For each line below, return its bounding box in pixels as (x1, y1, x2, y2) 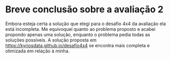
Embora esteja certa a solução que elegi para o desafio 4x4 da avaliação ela (5, 21, 166, 27)
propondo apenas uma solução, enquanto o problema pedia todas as (5, 31, 151, 37)
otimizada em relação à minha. (5, 48, 70, 54)
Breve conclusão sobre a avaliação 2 (5, 4, 164, 15)
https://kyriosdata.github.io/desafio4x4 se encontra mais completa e (5, 42, 150, 48)
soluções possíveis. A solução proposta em (5, 37, 97, 43)
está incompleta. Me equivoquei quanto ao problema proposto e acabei (5, 26, 156, 32)
